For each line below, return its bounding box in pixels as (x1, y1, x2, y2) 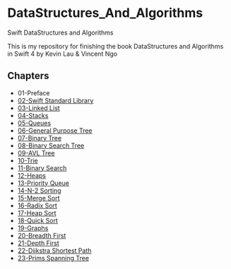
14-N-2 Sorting (17, 186, 61, 195)
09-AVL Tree (17, 148, 55, 157)
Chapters (7, 70, 49, 82)
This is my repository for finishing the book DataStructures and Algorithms (7, 42, 224, 50)
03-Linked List (17, 104, 60, 112)
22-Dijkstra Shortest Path (17, 246, 92, 255)
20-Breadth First (17, 231, 66, 239)
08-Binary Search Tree (17, 141, 85, 150)
